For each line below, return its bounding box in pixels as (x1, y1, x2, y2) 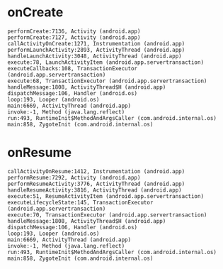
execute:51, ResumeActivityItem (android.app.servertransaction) (7, 192, 204, 199)
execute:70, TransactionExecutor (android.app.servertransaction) (7, 211, 207, 219)
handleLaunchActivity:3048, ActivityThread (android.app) (7, 53, 182, 60)
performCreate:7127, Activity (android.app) (7, 33, 141, 41)
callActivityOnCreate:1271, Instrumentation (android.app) (7, 40, 185, 47)
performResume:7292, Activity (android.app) (7, 174, 141, 181)
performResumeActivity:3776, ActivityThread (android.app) (7, 180, 185, 187)
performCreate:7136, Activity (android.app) (7, 28, 141, 35)
